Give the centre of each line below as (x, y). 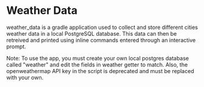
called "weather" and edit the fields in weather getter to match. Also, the (97, 65)
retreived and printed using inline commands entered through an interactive (101, 40)
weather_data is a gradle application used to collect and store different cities (102, 27)
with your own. (25, 77)
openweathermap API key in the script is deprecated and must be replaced (100, 71)
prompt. (16, 47)
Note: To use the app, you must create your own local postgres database (98, 58)
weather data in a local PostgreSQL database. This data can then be (92, 33)
